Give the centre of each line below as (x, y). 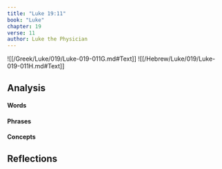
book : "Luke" (26, 20)
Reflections (32, 158)
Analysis (27, 88)
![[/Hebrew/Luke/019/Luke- (176, 59)
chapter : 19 (24, 26)
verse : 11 (21, 33)
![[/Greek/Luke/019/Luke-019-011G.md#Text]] (72, 59)
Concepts (21, 137)
